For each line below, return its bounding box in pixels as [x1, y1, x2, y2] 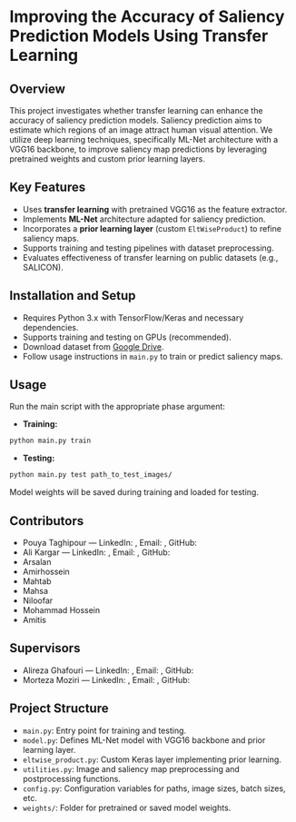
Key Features [9, 180, 86, 195]
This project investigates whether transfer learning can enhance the [9, 105, 263, 115]
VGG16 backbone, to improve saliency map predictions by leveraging [9, 144, 268, 154]
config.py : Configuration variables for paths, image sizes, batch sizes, [22, 783, 286, 794]
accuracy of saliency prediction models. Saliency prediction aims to [9, 115, 262, 125]
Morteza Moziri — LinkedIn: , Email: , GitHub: [22, 674, 191, 685]
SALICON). [22, 262, 64, 272]
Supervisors [9, 640, 81, 656]
